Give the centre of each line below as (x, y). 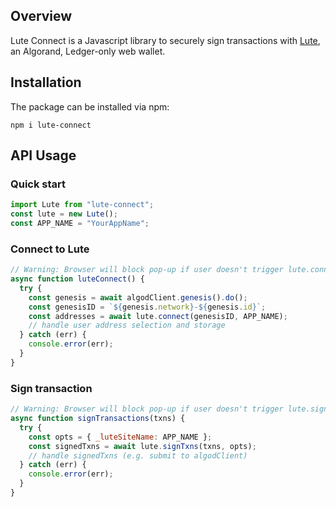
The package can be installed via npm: (90, 106)
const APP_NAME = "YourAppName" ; (80, 224)
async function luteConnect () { (77, 279)
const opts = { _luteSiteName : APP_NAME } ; (120, 437)
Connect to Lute (50, 249)
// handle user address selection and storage (127, 325)
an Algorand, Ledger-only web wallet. (88, 51)
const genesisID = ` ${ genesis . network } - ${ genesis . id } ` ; (147, 307)
